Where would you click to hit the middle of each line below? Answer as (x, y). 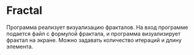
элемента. (20, 47)
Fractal (24, 11)
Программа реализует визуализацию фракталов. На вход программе (97, 27)
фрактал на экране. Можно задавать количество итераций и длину (94, 40)
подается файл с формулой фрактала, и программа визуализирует (94, 33)
